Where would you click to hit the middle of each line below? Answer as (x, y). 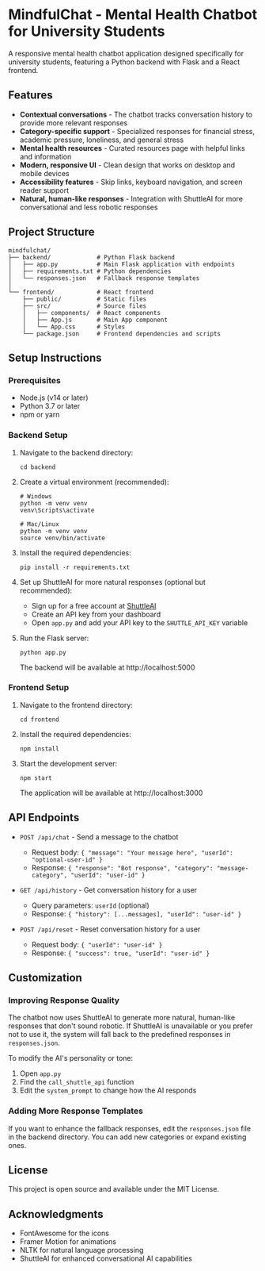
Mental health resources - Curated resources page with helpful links (132, 148)
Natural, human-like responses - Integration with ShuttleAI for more (131, 198)
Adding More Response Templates (76, 1111)
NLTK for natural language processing (81, 1250)
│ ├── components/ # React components (91, 313)
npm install (39, 749)
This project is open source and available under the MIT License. (114, 1189)
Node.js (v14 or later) (54, 397)
